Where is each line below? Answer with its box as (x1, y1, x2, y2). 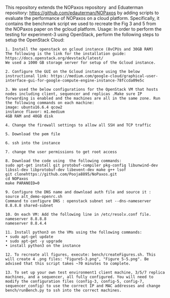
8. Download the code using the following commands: (5, 158, 122, 163)
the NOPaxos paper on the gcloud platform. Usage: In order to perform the (5, 26, 162, 32)
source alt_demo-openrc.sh (5, 194, 63, 199)
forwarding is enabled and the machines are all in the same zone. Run (5, 96, 160, 101)
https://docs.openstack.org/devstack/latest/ (5, 56, 103, 61)
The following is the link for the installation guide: (5, 51, 126, 56)
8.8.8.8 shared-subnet (5, 203, 53, 208)
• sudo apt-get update (5, 234, 53, 239)
